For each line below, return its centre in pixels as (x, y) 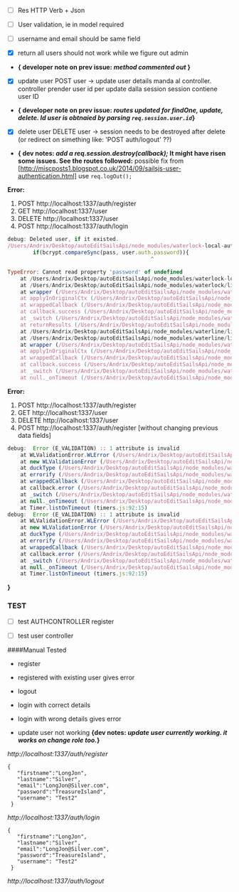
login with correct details (54, 705)
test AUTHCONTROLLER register (66, 621)
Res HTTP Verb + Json (51, 10)
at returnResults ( (49, 325)
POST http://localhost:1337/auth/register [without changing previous (118, 428)
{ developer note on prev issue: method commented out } (104, 68)
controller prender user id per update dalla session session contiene (118, 89)
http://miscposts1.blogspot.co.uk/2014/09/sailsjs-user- (101, 168)
